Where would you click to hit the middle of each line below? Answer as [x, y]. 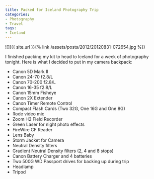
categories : [17, 14]
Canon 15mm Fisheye [34, 93]
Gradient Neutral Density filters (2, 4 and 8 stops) [63, 151]
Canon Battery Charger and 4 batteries [52, 156]
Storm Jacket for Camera [38, 140]
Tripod [19, 172]
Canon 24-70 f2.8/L [33, 77]
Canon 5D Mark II [30, 72]
